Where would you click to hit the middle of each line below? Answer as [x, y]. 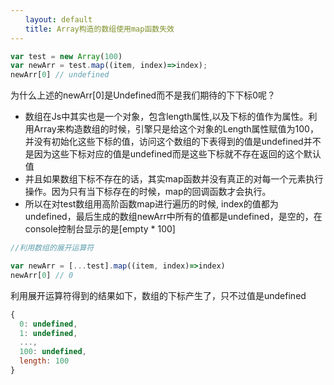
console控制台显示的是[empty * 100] [100, 229]
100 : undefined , [53, 352]
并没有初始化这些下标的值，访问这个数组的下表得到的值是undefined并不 [173, 142]
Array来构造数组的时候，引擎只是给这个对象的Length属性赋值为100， [176, 129]
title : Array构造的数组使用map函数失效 [99, 29]
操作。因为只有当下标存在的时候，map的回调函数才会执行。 [148, 192]
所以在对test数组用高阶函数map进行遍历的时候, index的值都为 [151, 204]
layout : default [58, 19]
